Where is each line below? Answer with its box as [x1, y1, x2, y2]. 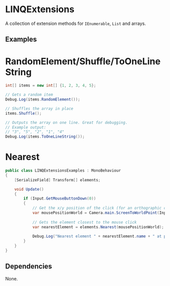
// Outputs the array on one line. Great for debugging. [5, 120, 128, 125]
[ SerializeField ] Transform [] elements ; [14, 177, 101, 182]
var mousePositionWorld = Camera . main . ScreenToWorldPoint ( [32, 210, 159, 215]
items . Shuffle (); [5, 111, 42, 116]
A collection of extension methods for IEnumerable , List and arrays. [5, 20, 146, 26]
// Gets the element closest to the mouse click [32, 219, 137, 225]
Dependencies [5, 262, 52, 271]
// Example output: [5, 124, 47, 130]
